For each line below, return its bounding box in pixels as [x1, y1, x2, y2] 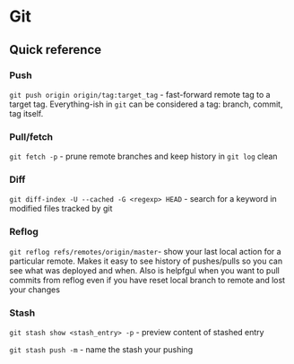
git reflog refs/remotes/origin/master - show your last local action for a [9, 246, 281, 256]
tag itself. [9, 108, 44, 118]
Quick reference [9, 42, 102, 57]
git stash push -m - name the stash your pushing [9, 344, 194, 355]
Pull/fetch [9, 130, 54, 143]
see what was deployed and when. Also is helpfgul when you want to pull [9, 264, 280, 275]
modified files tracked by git [9, 204, 113, 214]
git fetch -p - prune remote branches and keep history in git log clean [9, 151, 278, 162]
